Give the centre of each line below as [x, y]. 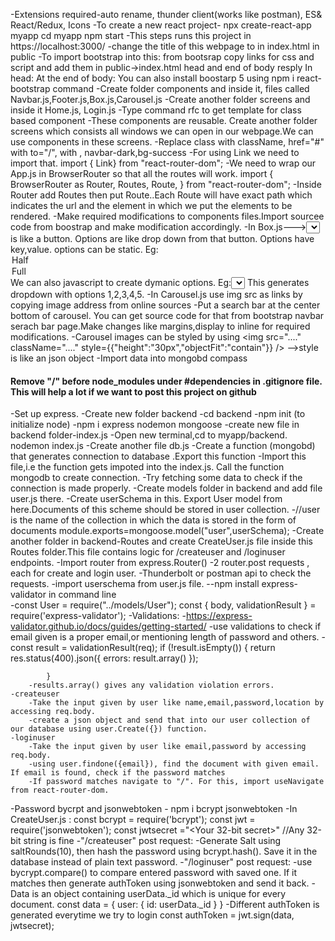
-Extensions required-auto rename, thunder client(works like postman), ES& [166, 14]
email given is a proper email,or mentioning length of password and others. [165, 637]
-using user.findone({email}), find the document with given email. [174, 764]
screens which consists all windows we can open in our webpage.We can [162, 131]
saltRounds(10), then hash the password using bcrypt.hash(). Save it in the [164, 851]
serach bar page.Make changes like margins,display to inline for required [160, 326]
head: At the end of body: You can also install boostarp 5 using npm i [152, 78]
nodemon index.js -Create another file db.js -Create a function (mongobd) [163, 446]
